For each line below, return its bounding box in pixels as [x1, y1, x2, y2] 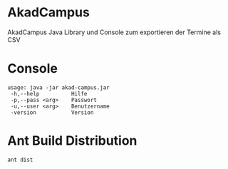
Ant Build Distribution [7, 133, 138, 149]
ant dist [7, 156, 33, 163]
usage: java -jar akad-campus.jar [7, 83, 110, 91]
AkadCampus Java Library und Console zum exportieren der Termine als [7, 28, 221, 36]
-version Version [10, 108, 94, 116]
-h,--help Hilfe [10, 90, 88, 97]
